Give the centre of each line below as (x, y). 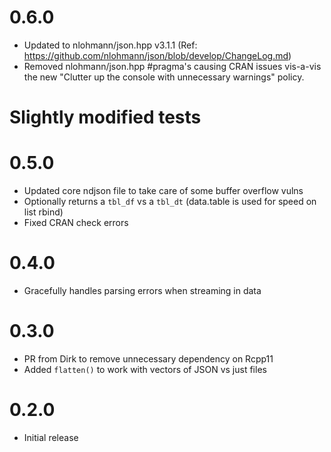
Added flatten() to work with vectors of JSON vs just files (145, 369)
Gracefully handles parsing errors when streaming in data (142, 290)
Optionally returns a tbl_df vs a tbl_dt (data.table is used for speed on (170, 202)
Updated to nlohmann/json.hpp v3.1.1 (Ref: (110, 45)
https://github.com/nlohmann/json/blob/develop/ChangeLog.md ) (157, 55)
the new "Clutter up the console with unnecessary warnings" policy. (164, 77)
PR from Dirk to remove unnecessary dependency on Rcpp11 (148, 358)
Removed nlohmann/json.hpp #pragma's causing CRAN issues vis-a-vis (172, 66)
